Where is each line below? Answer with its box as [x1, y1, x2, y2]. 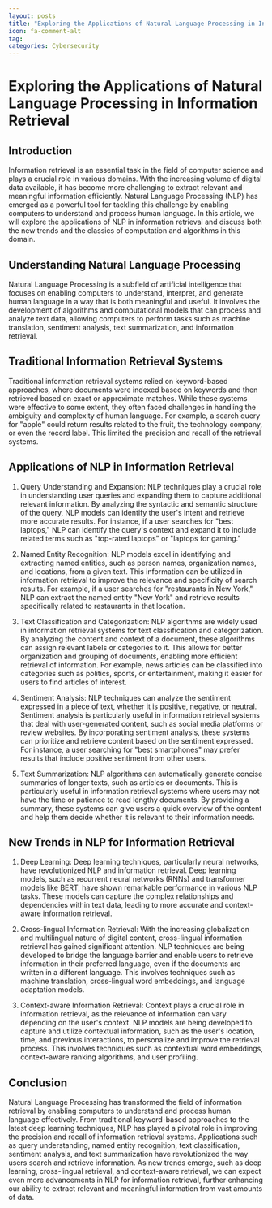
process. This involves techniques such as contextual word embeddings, [19, 1044, 263, 1054]
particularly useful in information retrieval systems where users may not [19, 786, 261, 796]
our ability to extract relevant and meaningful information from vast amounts [8, 1184, 263, 1193]
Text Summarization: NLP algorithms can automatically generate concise [19, 769, 263, 779]
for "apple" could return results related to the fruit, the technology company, [8, 419, 263, 429]
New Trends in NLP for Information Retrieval [8, 835, 235, 849]
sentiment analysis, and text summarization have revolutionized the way [8, 1150, 249, 1159]
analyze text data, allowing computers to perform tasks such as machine [8, 313, 251, 323]
